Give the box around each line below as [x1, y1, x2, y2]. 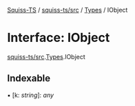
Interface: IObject [7, 30, 110, 45]
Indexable [7, 72, 51, 85]
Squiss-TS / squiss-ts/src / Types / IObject [7, 6, 128, 14]
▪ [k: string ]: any [7, 91, 54, 99]
